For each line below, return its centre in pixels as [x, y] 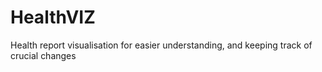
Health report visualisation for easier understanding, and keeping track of [161, 45]
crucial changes [43, 55]
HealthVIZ [53, 17]
